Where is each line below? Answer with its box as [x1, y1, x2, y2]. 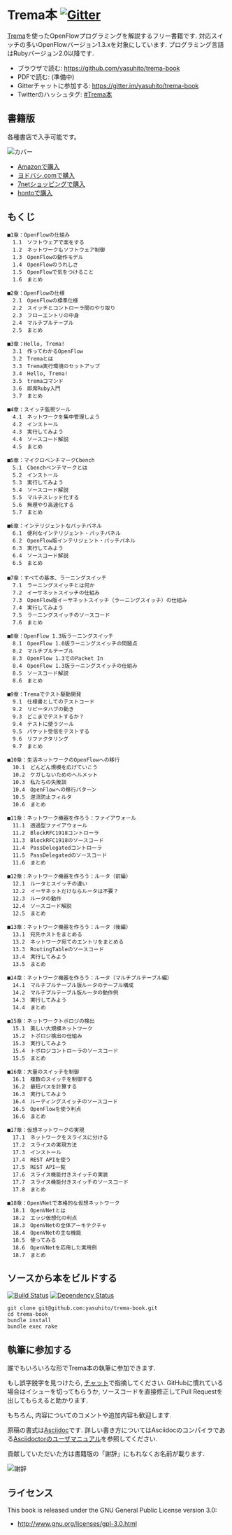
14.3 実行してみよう [12, 996, 67, 1004]
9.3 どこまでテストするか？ [12, 713, 85, 720]
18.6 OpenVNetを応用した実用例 [12, 1244, 97, 1251]
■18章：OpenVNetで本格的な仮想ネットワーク [7, 1199, 120, 1207]
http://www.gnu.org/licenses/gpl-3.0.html [17, 1520, 138, 1527]
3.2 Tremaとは [12, 355, 54, 362]
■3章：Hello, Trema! [7, 340, 65, 347]
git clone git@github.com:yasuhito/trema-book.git [7, 1305, 158, 1312]
